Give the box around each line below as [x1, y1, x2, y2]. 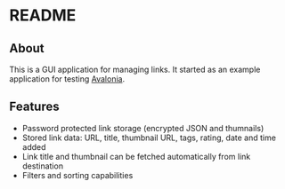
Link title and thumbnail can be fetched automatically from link [21, 151, 251, 161]
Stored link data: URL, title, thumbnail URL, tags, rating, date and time [21, 132, 276, 143]
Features [9, 99, 60, 114]
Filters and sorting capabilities [21, 169, 134, 180]
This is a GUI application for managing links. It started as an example [9, 64, 261, 75]
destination [21, 161, 64, 171]
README [9, 5, 77, 26]
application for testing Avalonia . [9, 74, 126, 84]
